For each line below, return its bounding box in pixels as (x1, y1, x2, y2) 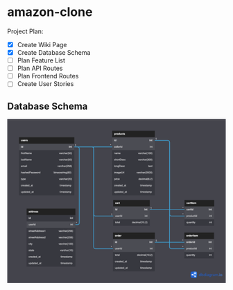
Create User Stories (17, 80, 74, 88)
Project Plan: (7, 27, 44, 35)
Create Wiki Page (17, 40, 67, 49)
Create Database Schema (17, 49, 91, 56)
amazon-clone (7, 4, 93, 20)
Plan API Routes (17, 64, 63, 73)
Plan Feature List (17, 56, 66, 65)
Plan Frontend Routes (17, 72, 79, 80)
